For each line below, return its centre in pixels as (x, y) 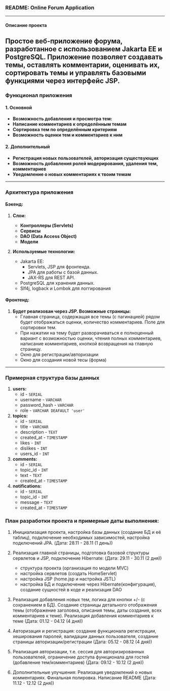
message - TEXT (36, 502)
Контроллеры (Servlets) (47, 225)
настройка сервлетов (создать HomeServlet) (69, 573)
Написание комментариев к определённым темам (70, 124)
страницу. (31, 349)
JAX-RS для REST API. (51, 277)
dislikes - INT (34, 448)
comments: (25, 459)
